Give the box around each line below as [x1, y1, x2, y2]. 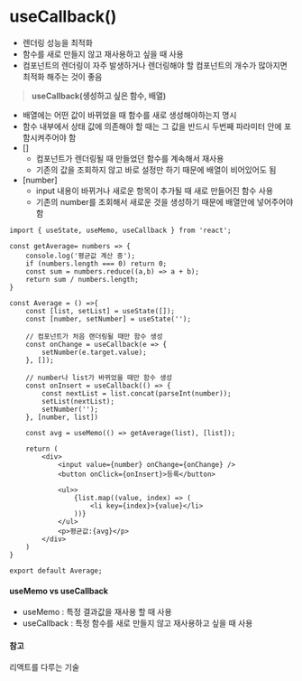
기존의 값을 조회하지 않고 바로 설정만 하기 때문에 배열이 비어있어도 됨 [35, 164, 277, 175]
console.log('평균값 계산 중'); [25, 251, 136, 260]
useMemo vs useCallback [9, 585, 108, 596]
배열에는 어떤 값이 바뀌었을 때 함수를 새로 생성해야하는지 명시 [22, 109, 237, 120]
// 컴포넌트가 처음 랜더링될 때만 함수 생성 [25, 331, 163, 340]
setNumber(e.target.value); [41, 348, 147, 357]
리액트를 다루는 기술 [9, 662, 79, 673]
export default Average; [9, 566, 103, 575]
